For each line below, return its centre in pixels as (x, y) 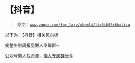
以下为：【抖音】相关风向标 (32, 35)
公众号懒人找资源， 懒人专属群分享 (39, 55)
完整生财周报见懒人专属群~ (32, 45)
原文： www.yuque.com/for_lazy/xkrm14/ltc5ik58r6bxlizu (73, 24)
